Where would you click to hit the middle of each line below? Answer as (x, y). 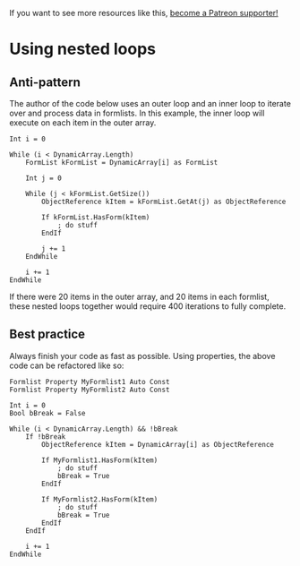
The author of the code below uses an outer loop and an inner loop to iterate (150, 103)
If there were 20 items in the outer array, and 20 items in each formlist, (140, 296)
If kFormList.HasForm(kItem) (96, 218)
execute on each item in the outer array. (83, 123)
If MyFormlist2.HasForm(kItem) (100, 499)
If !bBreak (46, 437)
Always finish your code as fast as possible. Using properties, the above (142, 356)
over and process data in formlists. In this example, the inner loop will (137, 113)
